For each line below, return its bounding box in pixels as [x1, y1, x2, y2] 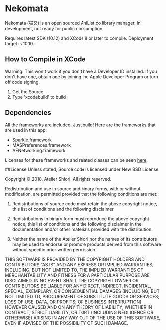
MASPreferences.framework [12, 142, 71, 148]
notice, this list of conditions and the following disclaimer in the [12, 221, 142, 227]
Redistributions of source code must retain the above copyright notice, [12, 200, 158, 207]
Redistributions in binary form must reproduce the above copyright [12, 215, 149, 222]
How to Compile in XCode [5, 55, 86, 64]
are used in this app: [5, 127, 47, 133]
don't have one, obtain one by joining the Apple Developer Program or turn [5, 73, 158, 80]
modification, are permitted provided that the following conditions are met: [5, 191, 158, 197]
